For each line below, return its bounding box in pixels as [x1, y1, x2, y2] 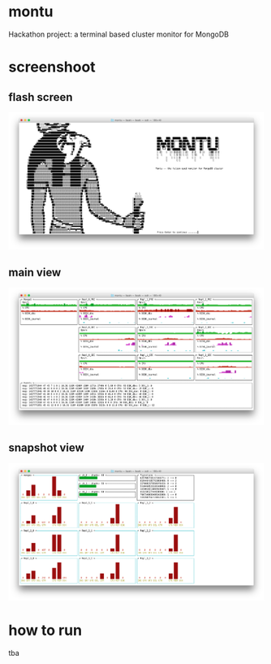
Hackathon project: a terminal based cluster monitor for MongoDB [8, 29, 230, 39]
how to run [8, 621, 83, 640]
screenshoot [8, 58, 96, 76]
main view [8, 265, 62, 279]
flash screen [8, 90, 73, 104]
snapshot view [8, 441, 84, 455]
